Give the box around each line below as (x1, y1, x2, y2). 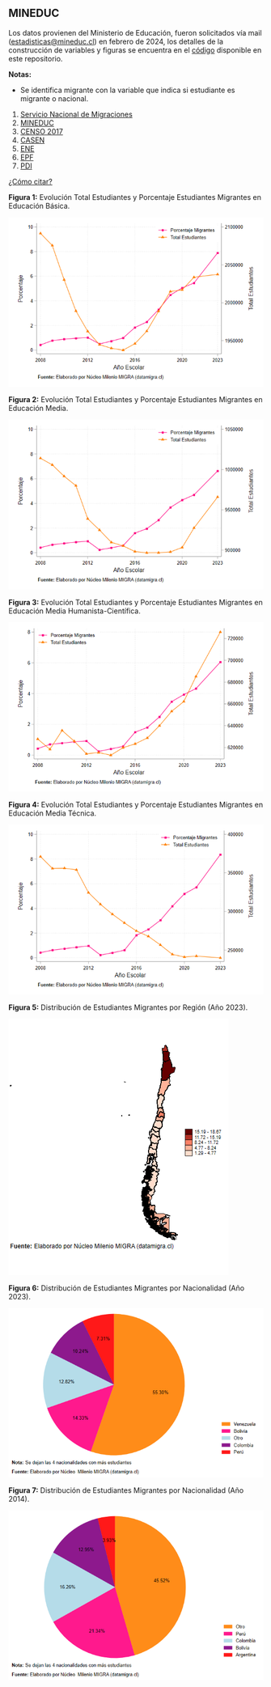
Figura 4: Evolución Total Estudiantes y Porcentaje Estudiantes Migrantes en (8, 800, 264, 810)
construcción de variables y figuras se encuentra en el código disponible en (8, 45, 262, 55)
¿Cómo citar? (8, 176, 53, 186)
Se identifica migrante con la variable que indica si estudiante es (19, 85, 235, 95)
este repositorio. (8, 53, 63, 63)
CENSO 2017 (19, 126, 63, 136)
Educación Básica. (8, 201, 70, 210)
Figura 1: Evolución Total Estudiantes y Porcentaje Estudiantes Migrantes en (8, 192, 261, 201)
